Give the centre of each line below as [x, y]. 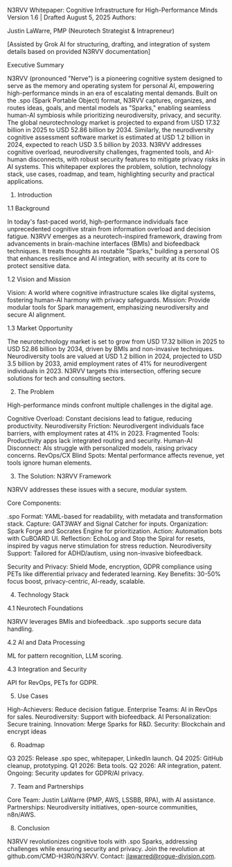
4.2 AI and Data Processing [46, 642]
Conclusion [33, 828]
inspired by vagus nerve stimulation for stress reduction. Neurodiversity [109, 546]
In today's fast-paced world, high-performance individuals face [98, 222]
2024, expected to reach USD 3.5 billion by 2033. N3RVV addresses [105, 144]
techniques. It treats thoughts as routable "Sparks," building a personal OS [113, 251]
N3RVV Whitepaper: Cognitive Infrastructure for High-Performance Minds [113, 10]
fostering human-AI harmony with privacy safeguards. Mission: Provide [109, 300]
